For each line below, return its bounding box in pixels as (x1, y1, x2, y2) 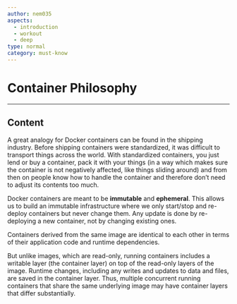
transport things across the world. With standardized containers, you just (7, 150, 220, 159)
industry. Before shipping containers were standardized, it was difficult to (7, 142, 221, 152)
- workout (13, 30, 42, 37)
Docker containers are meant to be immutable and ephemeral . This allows (7, 194, 224, 202)
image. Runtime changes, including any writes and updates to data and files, (7, 266, 229, 275)
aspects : (7, 17, 33, 24)
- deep (13, 37, 33, 44)
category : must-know (7, 50, 68, 57)
